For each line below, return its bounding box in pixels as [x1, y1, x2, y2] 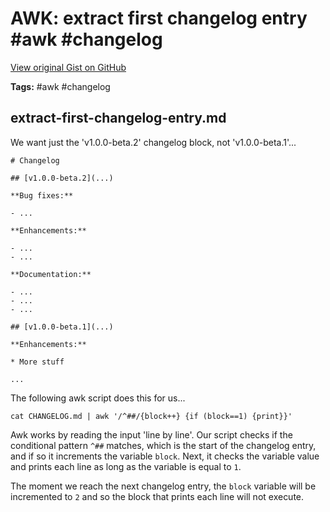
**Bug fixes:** [10, 190, 74, 201]
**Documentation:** [10, 269, 92, 279]
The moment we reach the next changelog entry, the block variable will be [10, 480, 317, 492]
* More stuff [10, 357, 65, 367]
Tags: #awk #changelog [10, 80, 111, 92]
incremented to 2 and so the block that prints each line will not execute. [10, 490, 305, 502]
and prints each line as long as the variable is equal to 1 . [10, 460, 242, 472]
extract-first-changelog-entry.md [10, 110, 227, 127]
